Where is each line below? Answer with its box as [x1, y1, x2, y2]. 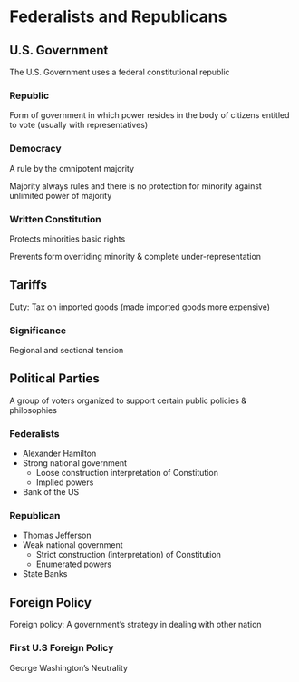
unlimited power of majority [9, 190, 112, 201]
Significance [9, 324, 67, 337]
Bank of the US [22, 487, 80, 498]
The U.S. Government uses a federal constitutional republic [9, 66, 230, 77]
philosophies [9, 404, 57, 415]
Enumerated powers [35, 558, 111, 569]
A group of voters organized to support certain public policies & [9, 395, 247, 406]
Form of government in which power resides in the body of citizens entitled [9, 110, 290, 121]
